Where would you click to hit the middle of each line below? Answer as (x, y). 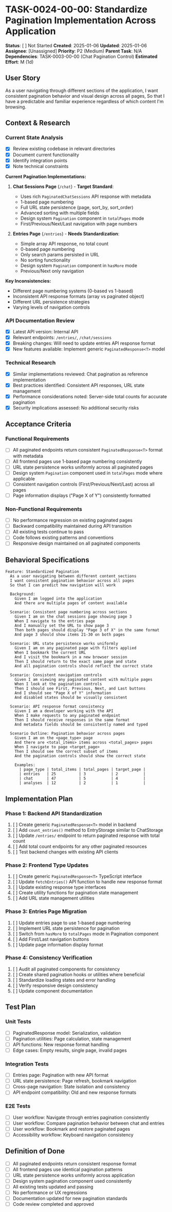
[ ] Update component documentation (53, 991)
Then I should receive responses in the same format (72, 720)
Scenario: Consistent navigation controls (56, 675)
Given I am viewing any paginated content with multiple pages (84, 680)
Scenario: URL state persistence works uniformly (64, 644)
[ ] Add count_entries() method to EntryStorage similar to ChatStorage (88, 830)
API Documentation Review (40, 321)
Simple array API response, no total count (64, 244)
